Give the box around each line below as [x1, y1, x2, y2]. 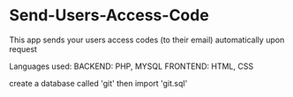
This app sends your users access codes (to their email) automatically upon [9, 34, 285, 45]
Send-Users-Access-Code [9, 5, 209, 26]
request [9, 43, 38, 54]
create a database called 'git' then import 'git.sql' [9, 78, 188, 88]
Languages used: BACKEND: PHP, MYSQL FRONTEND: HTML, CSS [9, 61, 254, 71]
